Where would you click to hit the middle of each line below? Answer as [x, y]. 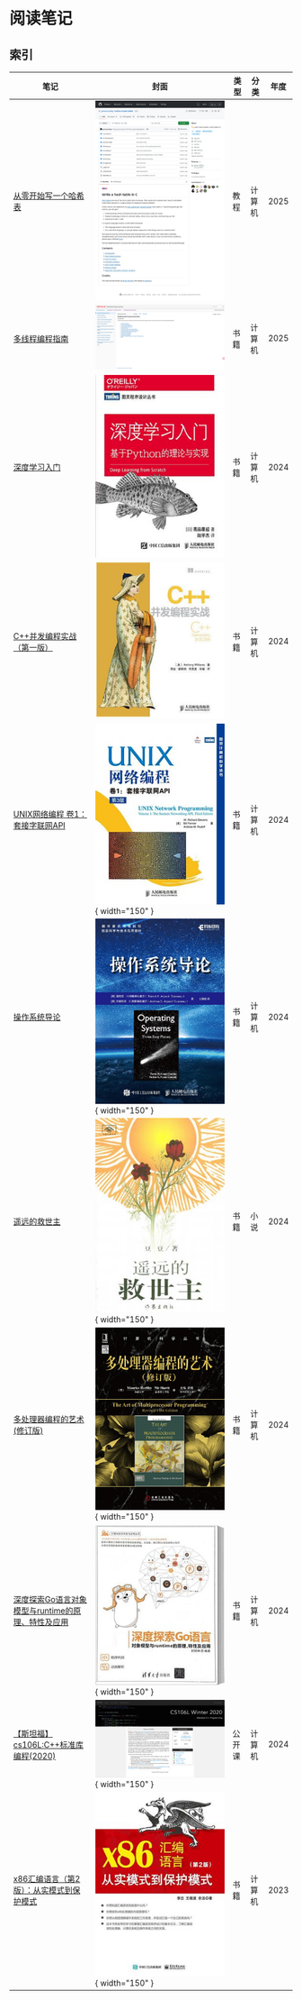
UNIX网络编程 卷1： [50, 814]
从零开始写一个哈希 [49, 196]
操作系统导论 [37, 1017]
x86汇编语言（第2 [47, 1879]
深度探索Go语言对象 [50, 1600]
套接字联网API [39, 826]
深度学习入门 [37, 467]
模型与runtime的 [43, 1611]
